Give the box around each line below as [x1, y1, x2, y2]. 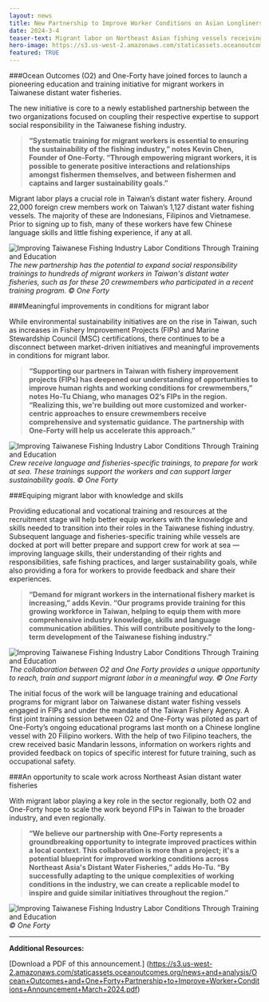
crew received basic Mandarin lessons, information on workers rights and [9, 740, 251, 749]
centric [28, 409, 54, 418]
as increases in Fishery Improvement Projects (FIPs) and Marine [9, 325, 220, 334]
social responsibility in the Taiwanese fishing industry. [9, 121, 187, 130]
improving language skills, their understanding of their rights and [9, 549, 222, 558]
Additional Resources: [9, 944, 85, 952]
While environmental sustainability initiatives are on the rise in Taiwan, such [9, 317, 258, 326]
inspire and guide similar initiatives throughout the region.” [28, 888, 229, 897]
